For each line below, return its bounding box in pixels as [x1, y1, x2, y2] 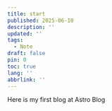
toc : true [7, 63, 37, 70]
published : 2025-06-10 [7, 17, 74, 24]
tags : [7, 37, 23, 44]
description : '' [7, 23, 55, 30]
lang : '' [7, 69, 33, 76]
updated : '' [7, 30, 42, 37]
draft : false [7, 50, 46, 57]
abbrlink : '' [7, 76, 46, 83]
